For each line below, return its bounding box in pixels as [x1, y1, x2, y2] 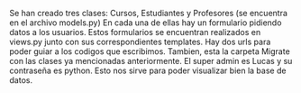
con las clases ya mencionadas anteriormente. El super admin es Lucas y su [9, 56, 293, 66]
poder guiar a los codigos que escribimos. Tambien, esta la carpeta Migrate [9, 46, 290, 57]
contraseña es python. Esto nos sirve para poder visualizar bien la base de [9, 65, 287, 76]
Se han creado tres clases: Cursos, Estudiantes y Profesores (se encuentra [9, 8, 288, 18]
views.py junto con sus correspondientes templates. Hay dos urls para [9, 36, 271, 47]
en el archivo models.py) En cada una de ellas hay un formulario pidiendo [9, 17, 282, 28]
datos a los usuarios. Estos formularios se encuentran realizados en [9, 27, 261, 37]
